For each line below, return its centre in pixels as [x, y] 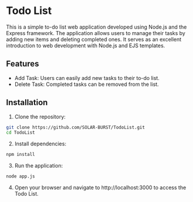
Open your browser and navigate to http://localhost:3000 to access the [100, 187]
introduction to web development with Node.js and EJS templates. [86, 46]
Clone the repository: [40, 116]
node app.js [20, 176]
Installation [27, 102]
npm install [20, 155]
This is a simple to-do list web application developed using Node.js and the [96, 27]
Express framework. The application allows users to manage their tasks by [96, 33]
